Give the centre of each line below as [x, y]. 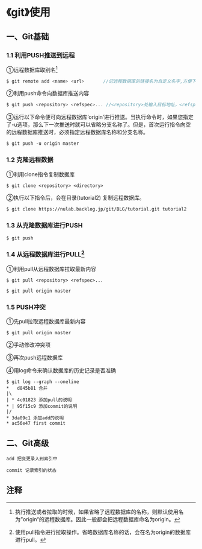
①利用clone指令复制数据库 [41, 174]
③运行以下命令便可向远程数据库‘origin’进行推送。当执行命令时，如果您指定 [100, 117]
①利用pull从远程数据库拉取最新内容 [51, 268]
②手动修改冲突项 [29, 344]
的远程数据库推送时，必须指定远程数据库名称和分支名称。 [77, 132]
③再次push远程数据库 [35, 357]
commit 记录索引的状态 [32, 470]
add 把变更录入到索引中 [32, 459]
